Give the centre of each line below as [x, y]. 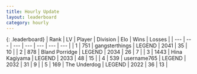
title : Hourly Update [33, 12]
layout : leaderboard [32, 17]
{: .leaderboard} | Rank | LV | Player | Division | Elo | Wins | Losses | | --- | [96, 40]
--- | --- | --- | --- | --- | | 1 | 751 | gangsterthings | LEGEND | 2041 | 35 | [100, 46]
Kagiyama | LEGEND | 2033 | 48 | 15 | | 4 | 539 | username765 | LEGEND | [96, 58]
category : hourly [28, 22]
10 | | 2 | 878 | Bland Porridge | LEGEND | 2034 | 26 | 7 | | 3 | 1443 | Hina [94, 52]
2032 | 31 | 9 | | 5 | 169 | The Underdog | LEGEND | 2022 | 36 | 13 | [87, 65]
